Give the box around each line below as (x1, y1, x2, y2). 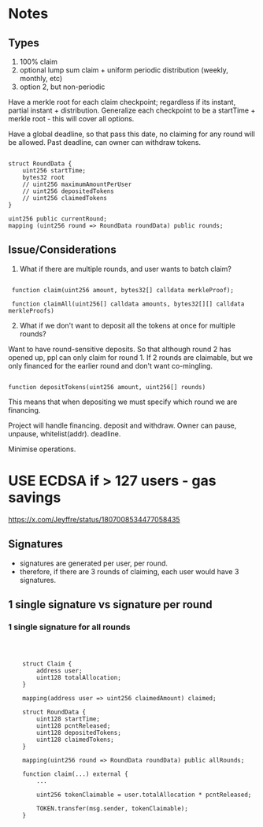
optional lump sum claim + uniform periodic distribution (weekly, (19, 65, 228, 75)
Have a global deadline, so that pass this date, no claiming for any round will (8, 129, 256, 139)
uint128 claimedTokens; (36, 736, 114, 744)
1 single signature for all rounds (8, 621, 131, 632)
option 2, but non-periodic (19, 82, 106, 91)
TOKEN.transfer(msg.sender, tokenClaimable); (36, 805, 189, 813)
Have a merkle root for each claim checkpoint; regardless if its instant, (8, 98, 236, 106)
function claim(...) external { (22, 770, 128, 778)
